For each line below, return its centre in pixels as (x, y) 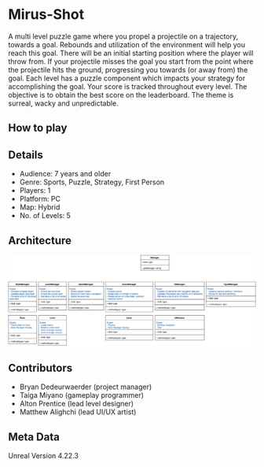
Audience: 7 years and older (65, 174)
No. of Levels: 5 (45, 216)
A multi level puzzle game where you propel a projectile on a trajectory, (123, 36)
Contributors (40, 368)
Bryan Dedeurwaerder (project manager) (86, 387)
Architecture (40, 241)
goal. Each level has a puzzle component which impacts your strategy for (127, 78)
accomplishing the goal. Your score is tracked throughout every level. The (128, 86)
